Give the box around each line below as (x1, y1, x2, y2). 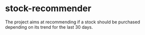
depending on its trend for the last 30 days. (5, 24, 93, 30)
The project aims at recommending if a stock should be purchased (5, 19, 141, 25)
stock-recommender (5, 3, 92, 14)
